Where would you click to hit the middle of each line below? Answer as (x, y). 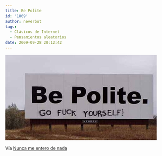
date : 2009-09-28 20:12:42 (34, 43)
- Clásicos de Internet (35, 32)
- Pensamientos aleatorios (38, 37)
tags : (11, 27)
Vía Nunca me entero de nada (36, 148)
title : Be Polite (23, 11)
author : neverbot (23, 21)
